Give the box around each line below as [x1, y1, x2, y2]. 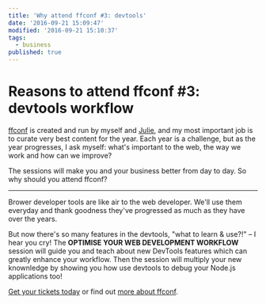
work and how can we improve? [8, 150, 112, 160]
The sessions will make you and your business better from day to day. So [8, 165, 247, 175]
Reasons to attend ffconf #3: [8, 82, 200, 101]
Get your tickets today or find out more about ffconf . [8, 287, 178, 296]
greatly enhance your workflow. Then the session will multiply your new [8, 254, 242, 264]
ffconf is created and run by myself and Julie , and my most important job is [8, 125, 253, 135]
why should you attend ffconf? [8, 174, 108, 184]
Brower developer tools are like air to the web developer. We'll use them [8, 197, 243, 207]
